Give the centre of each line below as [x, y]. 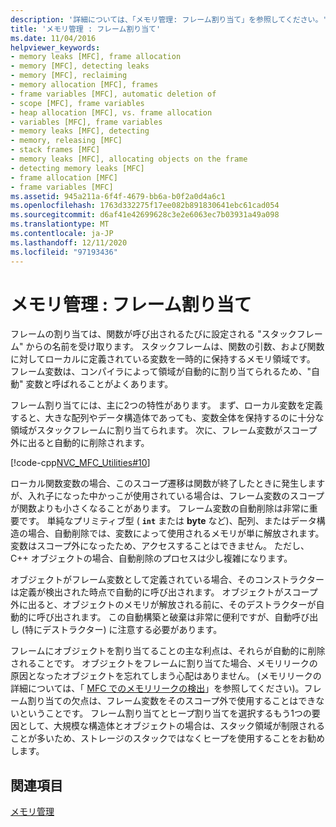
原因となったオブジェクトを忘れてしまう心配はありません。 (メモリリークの [166, 676]
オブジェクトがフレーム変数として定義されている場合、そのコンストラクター [167, 580]
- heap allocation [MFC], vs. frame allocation [111, 112]
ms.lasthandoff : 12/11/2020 [69, 242]
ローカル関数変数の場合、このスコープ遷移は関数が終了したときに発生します [168, 483]
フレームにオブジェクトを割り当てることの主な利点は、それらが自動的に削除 [168, 651]
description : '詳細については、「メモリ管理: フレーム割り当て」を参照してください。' [169, 19]
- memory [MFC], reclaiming [69, 76]
